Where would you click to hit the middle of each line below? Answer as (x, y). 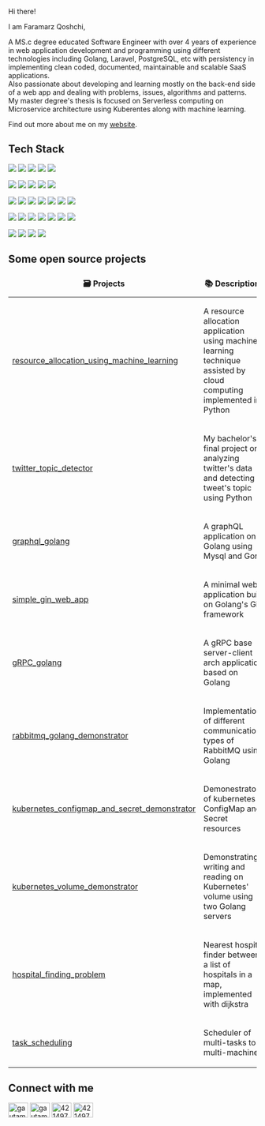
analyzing (222, 458)
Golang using (228, 546)
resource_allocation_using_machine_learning (95, 360)
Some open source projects (77, 259)
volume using (229, 896)
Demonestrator (231, 789)
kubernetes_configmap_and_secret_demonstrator (104, 809)
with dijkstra (226, 1004)
